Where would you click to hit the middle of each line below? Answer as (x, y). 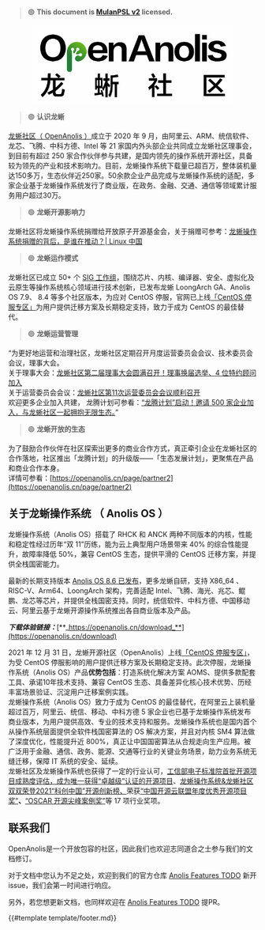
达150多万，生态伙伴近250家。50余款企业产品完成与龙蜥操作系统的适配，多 (131, 176)
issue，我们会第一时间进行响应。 (62, 885)
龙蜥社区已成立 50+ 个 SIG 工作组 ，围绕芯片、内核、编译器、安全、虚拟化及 (131, 277)
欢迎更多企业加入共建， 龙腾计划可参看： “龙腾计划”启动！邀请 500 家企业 (128, 402)
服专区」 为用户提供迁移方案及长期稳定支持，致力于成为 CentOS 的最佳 (123, 307)
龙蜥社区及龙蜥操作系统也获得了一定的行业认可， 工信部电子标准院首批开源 (129, 771)
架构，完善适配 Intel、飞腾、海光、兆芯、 (172, 590)
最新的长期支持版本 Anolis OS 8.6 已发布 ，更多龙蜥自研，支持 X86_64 (121, 580)
